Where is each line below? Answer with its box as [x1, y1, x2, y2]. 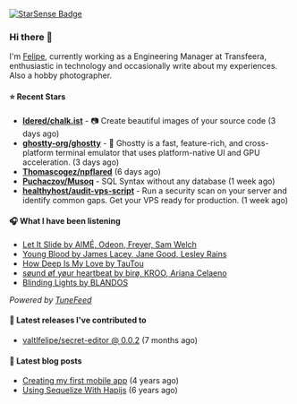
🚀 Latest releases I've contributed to [9, 314, 147, 326]
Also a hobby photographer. [9, 70, 113, 81]
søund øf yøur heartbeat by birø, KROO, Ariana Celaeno [21, 267, 227, 278]
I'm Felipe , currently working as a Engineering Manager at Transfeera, [9, 51, 267, 62]
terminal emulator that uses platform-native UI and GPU [55, 147, 261, 158]
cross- [244, 137, 269, 148]
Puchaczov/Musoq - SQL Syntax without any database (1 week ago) [21, 176, 276, 186]
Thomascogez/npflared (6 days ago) [21, 166, 161, 176]
